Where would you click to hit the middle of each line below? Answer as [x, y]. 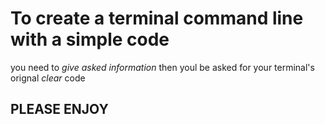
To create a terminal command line [157, 18]
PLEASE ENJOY [59, 109]
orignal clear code [48, 78]
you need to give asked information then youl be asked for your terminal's [162, 67]
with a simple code [90, 39]
